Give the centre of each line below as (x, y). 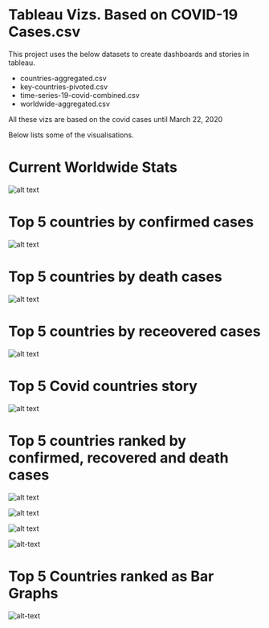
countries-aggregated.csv (63, 78)
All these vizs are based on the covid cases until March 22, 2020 (116, 119)
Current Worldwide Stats (93, 167)
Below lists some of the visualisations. (71, 135)
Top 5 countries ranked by (98, 440)
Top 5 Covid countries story (103, 386)
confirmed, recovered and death (118, 457)
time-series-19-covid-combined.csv (80, 95)
